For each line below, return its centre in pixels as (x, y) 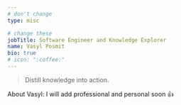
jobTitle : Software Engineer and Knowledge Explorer (87, 40)
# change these (30, 33)
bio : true (22, 53)
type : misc (23, 21)
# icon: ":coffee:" (36, 60)
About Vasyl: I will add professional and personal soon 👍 (90, 94)
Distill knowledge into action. (67, 79)
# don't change (30, 14)
